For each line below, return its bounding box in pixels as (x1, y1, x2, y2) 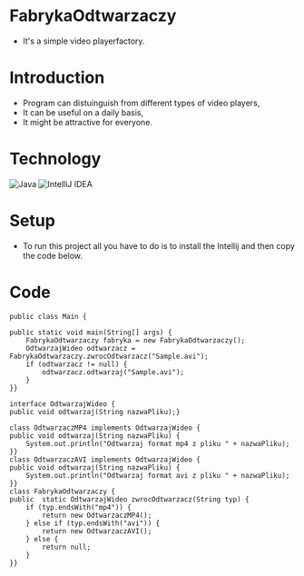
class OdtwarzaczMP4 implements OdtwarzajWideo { (9, 423, 201, 432)
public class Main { (9, 312, 88, 321)
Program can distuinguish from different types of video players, (22, 97, 260, 108)
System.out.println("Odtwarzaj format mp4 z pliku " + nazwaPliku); (25, 439, 290, 448)
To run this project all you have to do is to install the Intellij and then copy (22, 240, 295, 251)
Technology (9, 149, 102, 169)
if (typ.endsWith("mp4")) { (25, 502, 132, 511)
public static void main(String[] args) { (9, 328, 172, 337)
